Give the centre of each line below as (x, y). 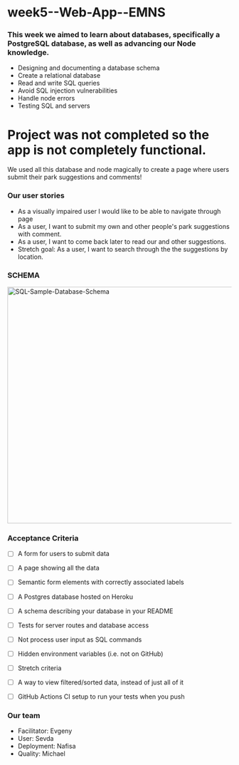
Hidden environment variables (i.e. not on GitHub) (90, 654)
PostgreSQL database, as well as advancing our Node (102, 43)
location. (31, 257)
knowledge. (28, 53)
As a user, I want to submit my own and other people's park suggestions (123, 226)
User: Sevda (36, 739)
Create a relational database (59, 76)
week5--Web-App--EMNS (86, 12)
